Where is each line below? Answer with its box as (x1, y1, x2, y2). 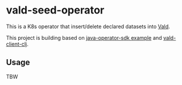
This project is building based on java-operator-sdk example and (6, 34, 162, 41)
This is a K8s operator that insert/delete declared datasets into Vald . (6, 23, 170, 30)
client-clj (6, 40, 28, 47)
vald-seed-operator (6, 4, 105, 17)
